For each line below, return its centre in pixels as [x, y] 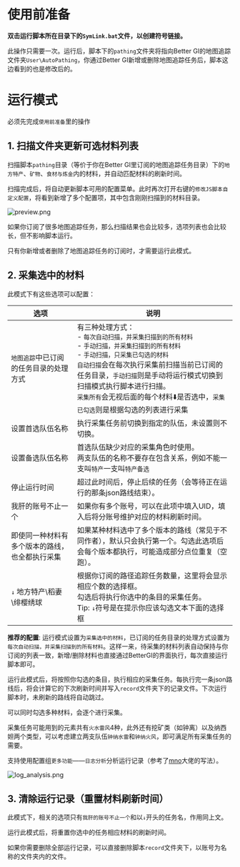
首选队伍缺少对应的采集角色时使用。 [137, 447]
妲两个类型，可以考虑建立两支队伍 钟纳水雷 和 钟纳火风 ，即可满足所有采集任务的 [120, 736]
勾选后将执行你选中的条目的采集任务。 [141, 597]
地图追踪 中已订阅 [37, 358]
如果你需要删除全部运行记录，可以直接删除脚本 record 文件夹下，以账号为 [114, 848]
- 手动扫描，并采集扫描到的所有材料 [129, 345]
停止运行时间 [33, 487]
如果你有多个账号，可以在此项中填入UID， [147, 506]
